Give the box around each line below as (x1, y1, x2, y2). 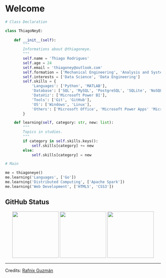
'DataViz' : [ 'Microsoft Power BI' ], (31, 93, 107, 98)
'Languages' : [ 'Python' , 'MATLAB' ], (31, 84, 107, 89)
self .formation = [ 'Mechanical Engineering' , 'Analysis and (23, 70, 149, 75)
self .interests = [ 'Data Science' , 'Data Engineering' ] (23, 74, 140, 79)
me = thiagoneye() (5, 170, 43, 175)
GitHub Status (5, 198, 49, 206)
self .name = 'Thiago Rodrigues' (23, 56, 90, 61)
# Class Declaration (5, 19, 48, 24)
